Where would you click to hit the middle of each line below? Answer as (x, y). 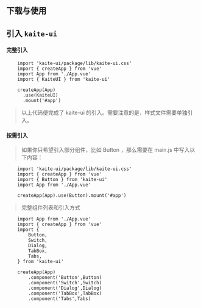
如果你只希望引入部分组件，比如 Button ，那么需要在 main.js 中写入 (105, 150)
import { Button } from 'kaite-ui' (62, 180)
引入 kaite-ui (32, 33)
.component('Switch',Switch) (65, 283)
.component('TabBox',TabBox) (65, 293)
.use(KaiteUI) (41, 95)
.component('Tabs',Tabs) (60, 299)
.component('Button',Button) (65, 278)
